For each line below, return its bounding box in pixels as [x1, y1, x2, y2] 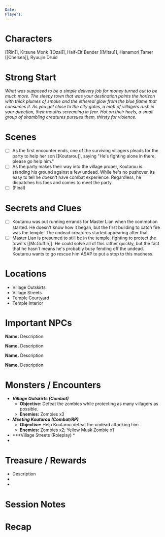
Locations [5, 268, 47, 279]
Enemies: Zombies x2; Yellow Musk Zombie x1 [19, 427, 114, 433]
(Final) [12, 185, 26, 191]
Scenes [5, 131, 37, 143]
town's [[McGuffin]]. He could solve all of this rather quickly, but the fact [12, 240, 160, 246]
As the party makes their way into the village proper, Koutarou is [12, 163, 143, 170]
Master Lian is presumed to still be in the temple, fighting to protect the [12, 235, 157, 241]
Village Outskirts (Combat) [12, 396, 69, 402]
